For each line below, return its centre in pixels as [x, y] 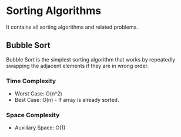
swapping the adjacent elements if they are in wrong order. [77, 66]
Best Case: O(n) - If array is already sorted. [67, 100]
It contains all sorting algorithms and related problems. [72, 27]
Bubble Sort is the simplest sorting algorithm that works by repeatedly [91, 59]
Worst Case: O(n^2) [38, 94]
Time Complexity [31, 81]
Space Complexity [33, 115]
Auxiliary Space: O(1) [40, 128]
